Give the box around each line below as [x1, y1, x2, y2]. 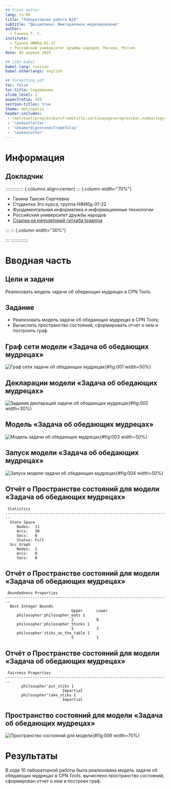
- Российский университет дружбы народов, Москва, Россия [10, 45, 136, 50]
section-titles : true [5, 101, 51, 107]
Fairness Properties [7, 670, 51, 675]
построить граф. [12, 328, 49, 334]
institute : [5, 36, 28, 41]
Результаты [5, 750, 58, 762]
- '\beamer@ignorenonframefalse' [7, 125, 79, 130]
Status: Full [16, 537, 44, 542]
